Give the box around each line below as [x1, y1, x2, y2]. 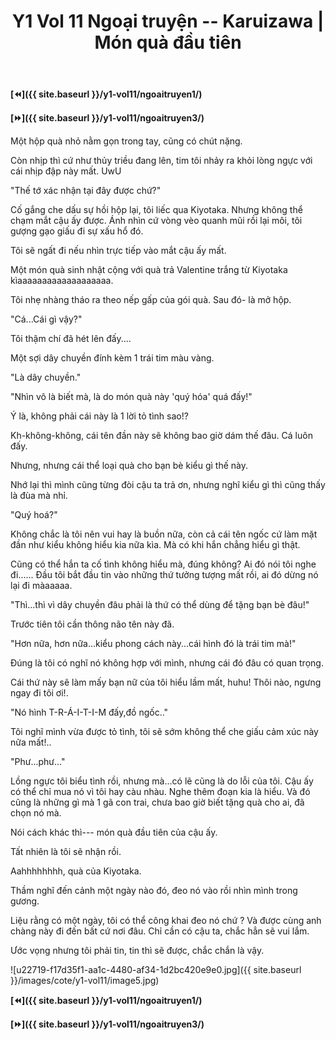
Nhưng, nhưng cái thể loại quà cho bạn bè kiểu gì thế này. [10, 460, 248, 472]
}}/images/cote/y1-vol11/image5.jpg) [10, 975, 160, 987]
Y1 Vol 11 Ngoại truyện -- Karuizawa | [11, 10, 325, 33]
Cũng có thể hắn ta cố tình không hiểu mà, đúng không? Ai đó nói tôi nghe [10, 558, 317, 570]
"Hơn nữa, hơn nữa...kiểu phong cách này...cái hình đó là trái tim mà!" [10, 638, 297, 650]
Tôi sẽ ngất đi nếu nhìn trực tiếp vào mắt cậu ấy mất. [10, 245, 227, 257]
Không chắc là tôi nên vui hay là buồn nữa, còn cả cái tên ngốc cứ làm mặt [10, 528, 318, 540]
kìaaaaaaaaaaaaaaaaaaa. [10, 275, 114, 287]
